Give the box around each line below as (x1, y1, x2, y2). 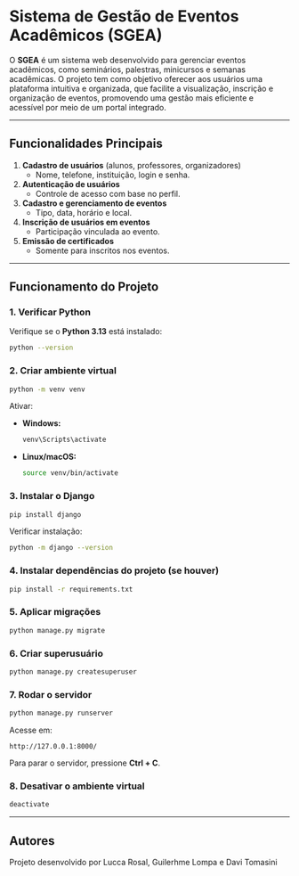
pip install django (9, 510, 82, 519)
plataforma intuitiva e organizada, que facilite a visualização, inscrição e (9, 83, 274, 94)
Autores (9, 833, 55, 848)
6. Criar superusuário (9, 647, 104, 659)
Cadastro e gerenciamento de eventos (21, 198, 167, 209)
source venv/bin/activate (21, 469, 118, 478)
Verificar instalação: (9, 526, 83, 536)
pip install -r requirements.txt (9, 585, 133, 594)
